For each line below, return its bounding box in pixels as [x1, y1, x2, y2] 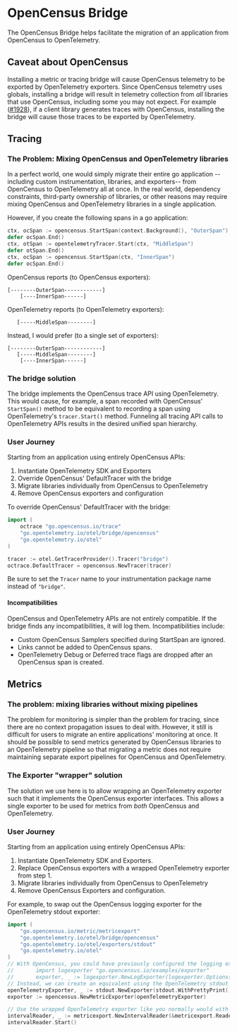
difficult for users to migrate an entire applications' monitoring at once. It [7, 730, 219, 739]
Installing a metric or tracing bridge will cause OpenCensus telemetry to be [7, 75, 226, 83]
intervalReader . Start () [7, 1019, 78, 1026]
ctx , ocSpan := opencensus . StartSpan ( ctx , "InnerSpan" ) [7, 253, 175, 260]
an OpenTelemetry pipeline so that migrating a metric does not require [7, 746, 212, 754]
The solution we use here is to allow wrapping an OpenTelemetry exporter [7, 787, 222, 795]
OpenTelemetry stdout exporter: [7, 907, 101, 916]
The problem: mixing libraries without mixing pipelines [7, 699, 198, 709]
